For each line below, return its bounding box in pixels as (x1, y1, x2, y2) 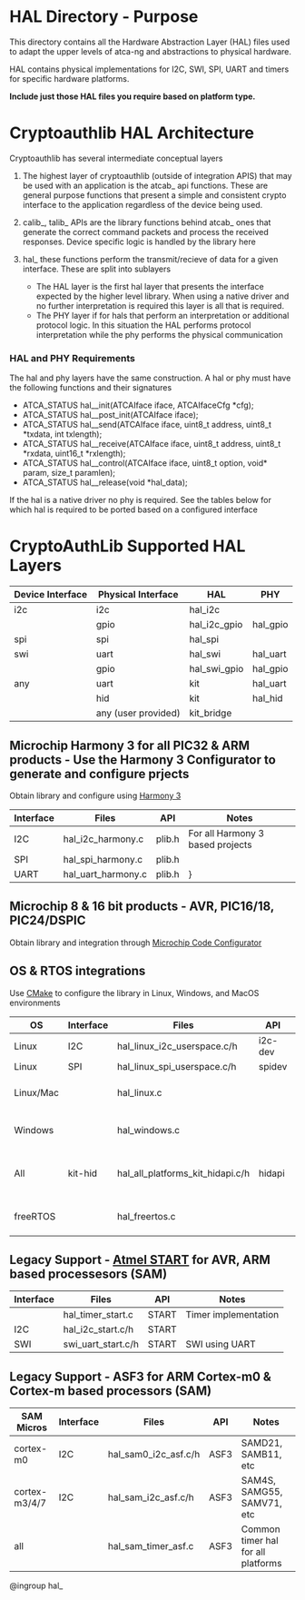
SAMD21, (241, 1437, 283, 1449)
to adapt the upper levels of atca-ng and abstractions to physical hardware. (9, 45, 292, 56)
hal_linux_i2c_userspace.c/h (116, 1040, 238, 1052)
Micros (16, 1421, 48, 1434)
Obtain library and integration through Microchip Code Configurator (9, 937, 262, 948)
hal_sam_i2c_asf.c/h (107, 1491, 195, 1504)
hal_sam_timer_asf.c (107, 1540, 194, 1553)
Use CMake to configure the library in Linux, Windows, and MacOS (9, 987, 260, 998)
